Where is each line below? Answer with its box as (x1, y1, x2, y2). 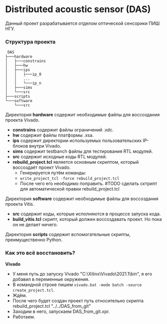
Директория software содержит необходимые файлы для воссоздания (5, 196, 158, 202)
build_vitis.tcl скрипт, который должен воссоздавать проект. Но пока (12, 216, 162, 222)
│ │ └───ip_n (5, 81, 42, 86)
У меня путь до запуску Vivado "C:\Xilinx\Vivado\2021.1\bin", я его (12, 270, 152, 276)
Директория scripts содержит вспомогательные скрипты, (5, 232, 131, 238)
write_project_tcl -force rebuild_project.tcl (20, 176, 120, 181)
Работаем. (12, 313, 35, 319)
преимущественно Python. (5, 237, 63, 243)
